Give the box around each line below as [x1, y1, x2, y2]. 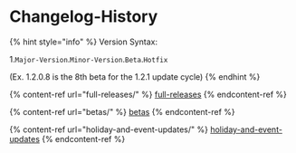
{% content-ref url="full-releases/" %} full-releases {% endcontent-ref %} [9, 89, 288, 100]
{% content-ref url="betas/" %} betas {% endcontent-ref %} [9, 106, 235, 117]
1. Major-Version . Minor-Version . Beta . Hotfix [9, 53, 168, 64]
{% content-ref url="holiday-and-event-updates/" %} [9, 124, 208, 135]
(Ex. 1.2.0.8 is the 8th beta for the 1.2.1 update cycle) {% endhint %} [9, 71, 261, 82]
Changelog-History [9, 6, 158, 27]
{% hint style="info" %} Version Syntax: [9, 36, 158, 47]
